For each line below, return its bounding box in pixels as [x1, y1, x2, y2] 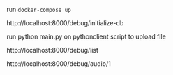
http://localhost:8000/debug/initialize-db [6, 19, 124, 27]
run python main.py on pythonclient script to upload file [6, 32, 167, 41]
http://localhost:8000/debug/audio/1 [6, 60, 111, 68]
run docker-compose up [6, 6, 71, 13]
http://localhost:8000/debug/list [6, 46, 99, 54]
